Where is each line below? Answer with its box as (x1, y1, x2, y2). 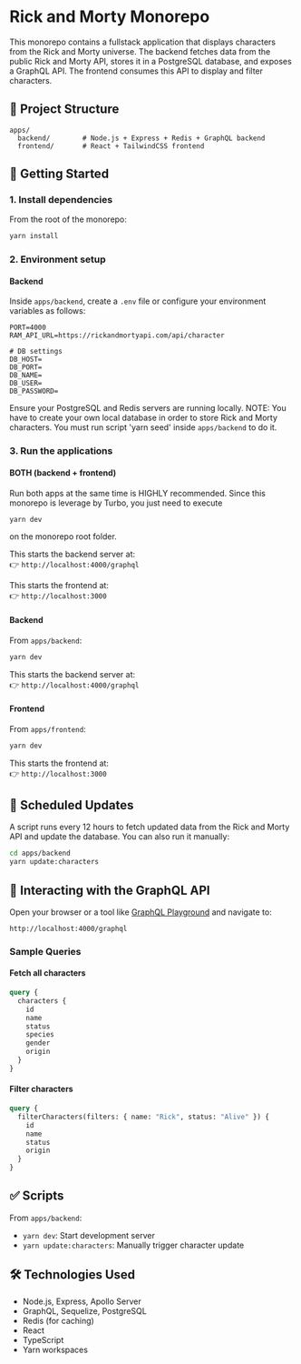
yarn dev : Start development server (22, 1229, 156, 1240)
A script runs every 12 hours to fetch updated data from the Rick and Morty (9, 821, 290, 833)
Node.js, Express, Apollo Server (22, 1296, 142, 1307)
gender (25, 1038, 51, 1048)
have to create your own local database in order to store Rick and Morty (9, 412, 278, 424)
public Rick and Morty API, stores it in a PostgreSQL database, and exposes (9, 55, 292, 66)
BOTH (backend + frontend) (9, 466, 117, 478)
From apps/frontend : (9, 723, 86, 734)
